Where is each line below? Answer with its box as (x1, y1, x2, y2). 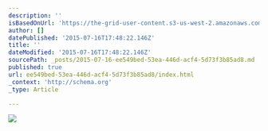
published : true (8, 64, 62, 71)
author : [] (8, 26, 45, 34)
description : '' (8, 11, 62, 20)
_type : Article (8, 85, 59, 94)
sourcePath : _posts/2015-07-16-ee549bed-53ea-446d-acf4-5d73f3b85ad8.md (8, 56, 255, 64)
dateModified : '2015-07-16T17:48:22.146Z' (8, 48, 152, 56)
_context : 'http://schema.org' (8, 78, 112, 86)
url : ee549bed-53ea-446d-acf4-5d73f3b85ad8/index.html (8, 71, 195, 79)
